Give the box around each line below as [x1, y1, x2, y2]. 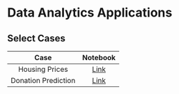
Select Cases [7, 32, 66, 44]
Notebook [82, 53, 116, 62]
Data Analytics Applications [7, 5, 173, 21]
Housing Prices [18, 64, 68, 74]
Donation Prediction [10, 76, 76, 85]
